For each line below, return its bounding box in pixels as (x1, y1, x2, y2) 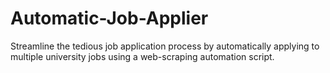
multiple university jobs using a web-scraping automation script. (10, 50, 275, 62)
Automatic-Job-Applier (10, 7, 209, 30)
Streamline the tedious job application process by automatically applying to (10, 40, 320, 52)
